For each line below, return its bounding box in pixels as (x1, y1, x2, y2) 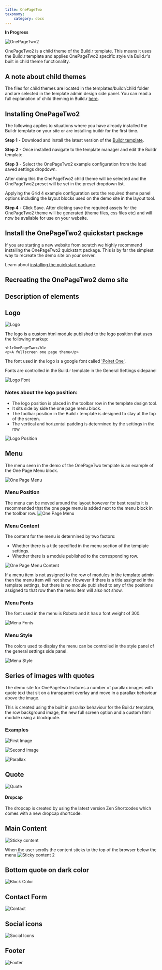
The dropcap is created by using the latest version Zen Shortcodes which (5, 805, 151, 811)
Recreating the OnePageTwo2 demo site (5, 276, 129, 284)
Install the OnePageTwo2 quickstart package (5, 229, 144, 238)
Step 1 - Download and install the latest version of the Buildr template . (5, 137, 144, 143)
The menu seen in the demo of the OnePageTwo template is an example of (5, 462, 154, 468)
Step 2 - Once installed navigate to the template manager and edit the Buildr (5, 146, 157, 152)
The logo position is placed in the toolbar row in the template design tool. (12, 400, 158, 406)
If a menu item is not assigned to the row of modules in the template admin (5, 572, 154, 578)
